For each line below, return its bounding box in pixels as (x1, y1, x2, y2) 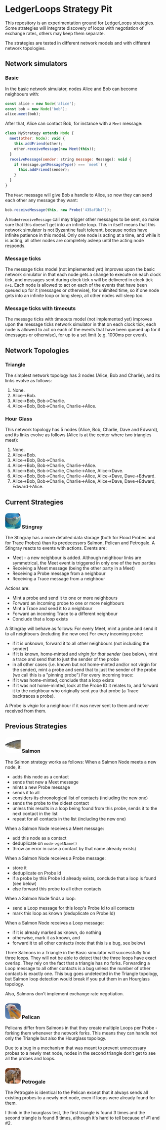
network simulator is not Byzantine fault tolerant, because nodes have (5, 227, 148, 233)
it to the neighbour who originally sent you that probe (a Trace (12, 688, 139, 694)
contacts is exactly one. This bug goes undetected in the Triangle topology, (5, 971, 159, 976)
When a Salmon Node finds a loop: (5, 895, 76, 901)
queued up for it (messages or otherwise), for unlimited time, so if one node (5, 287, 160, 293)
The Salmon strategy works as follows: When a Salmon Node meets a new (5, 759, 157, 765)
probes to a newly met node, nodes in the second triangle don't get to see (5, 1050, 156, 1056)
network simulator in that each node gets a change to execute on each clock (5, 271, 161, 278)
